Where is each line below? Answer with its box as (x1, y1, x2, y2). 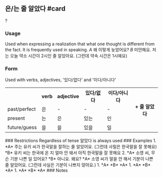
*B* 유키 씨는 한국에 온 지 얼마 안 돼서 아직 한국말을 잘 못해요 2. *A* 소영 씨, (5, 150, 150, 156)
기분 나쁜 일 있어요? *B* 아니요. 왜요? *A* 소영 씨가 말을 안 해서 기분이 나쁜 (10, 156, 154, 162)
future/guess (7, 124, 37, 131)
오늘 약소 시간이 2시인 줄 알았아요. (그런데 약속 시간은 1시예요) (10, 53, 128, 59)
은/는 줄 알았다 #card (5, 4, 65, 13)
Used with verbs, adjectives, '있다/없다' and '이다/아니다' (5, 77, 116, 83)
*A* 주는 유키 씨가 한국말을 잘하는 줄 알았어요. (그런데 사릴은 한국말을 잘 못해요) (5, 144, 157, 150)
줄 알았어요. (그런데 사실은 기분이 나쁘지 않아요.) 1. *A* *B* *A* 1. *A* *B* (5, 162, 151, 168)
